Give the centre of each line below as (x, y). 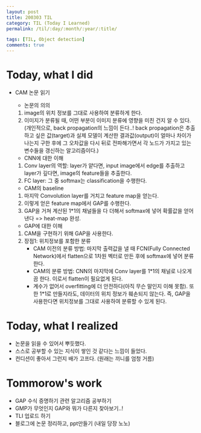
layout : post (23, 12)
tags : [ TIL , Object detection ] (46, 40)
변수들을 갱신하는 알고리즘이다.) (61, 150)
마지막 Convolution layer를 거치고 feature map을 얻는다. (91, 195)
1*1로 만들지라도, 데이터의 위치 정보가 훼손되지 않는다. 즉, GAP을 (115, 294)
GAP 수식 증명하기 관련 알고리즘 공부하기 (63, 400)
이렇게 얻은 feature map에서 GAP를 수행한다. (78, 203)
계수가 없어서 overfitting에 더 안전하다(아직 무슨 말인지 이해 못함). (110, 286)
